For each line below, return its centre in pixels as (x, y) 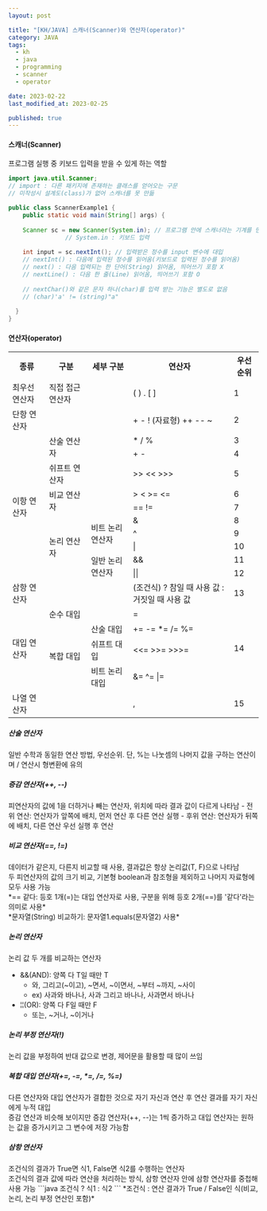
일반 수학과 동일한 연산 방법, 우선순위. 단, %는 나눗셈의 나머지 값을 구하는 (122, 755)
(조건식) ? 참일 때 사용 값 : (179, 588)
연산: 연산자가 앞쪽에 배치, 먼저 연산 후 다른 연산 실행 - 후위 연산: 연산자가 (130, 816)
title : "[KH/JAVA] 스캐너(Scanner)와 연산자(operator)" (97, 30)
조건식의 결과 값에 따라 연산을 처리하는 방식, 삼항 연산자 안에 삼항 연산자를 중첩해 (133, 1178)
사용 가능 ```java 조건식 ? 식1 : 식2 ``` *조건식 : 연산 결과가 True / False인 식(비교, (133, 1189)
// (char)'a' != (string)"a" (71, 297)
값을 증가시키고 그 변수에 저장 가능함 (73, 1127)
